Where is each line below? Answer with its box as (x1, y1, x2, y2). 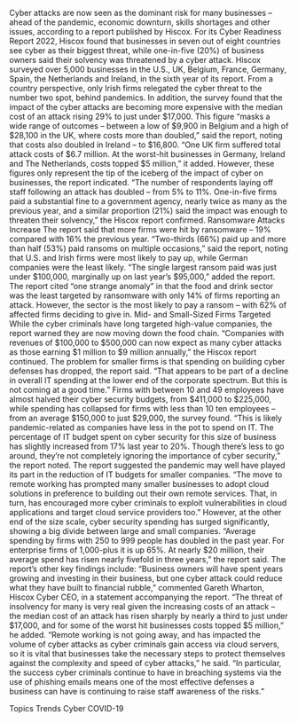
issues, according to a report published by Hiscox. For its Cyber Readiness (9, 27, 282, 36)
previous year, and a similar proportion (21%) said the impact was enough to (9, 206, 288, 216)
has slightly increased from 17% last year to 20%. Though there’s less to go (9, 441, 285, 451)
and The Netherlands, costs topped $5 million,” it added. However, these (9, 159, 275, 169)
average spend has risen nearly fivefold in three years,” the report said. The (9, 554, 286, 564)
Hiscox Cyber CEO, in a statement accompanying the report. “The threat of (9, 592, 283, 602)
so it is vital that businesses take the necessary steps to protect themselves (9, 648, 286, 659)
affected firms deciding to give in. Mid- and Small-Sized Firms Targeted (9, 310, 271, 319)
